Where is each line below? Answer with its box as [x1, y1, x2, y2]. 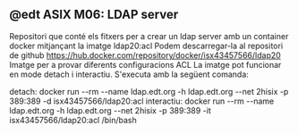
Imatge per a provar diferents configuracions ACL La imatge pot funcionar [9, 59, 282, 70]
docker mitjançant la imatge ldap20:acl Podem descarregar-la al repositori [9, 40, 284, 51]
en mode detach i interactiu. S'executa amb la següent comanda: [9, 69, 249, 80]
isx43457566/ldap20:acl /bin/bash [9, 114, 137, 125]
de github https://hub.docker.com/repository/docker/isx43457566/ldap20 [9, 49, 282, 61]
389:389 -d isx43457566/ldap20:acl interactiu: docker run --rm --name [9, 96, 275, 106]
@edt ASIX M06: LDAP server [9, 7, 179, 22]
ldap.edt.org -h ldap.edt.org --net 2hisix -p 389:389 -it [9, 105, 212, 115]
